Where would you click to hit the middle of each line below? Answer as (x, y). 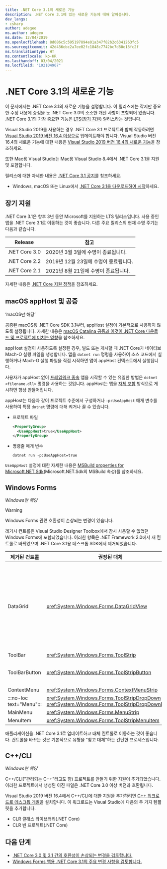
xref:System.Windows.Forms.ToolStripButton (99, 672)
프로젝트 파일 (25, 417)
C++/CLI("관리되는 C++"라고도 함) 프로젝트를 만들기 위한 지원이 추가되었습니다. (83, 779)
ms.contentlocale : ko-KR (31, 56)
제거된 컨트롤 (25, 557)
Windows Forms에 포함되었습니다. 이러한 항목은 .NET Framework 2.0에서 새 (80, 537)
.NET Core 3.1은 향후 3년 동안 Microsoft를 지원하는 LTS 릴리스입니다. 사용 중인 (82, 216)
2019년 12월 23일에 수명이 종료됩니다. (89, 261)
